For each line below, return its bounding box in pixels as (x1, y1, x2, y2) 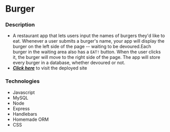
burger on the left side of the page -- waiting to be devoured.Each (12, 44, 151, 50)
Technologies (5, 78, 40, 85)
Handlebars (12, 111, 37, 117)
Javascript (12, 89, 35, 95)
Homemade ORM (12, 116, 49, 122)
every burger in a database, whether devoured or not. (12, 59, 126, 66)
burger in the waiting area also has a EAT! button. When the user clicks (12, 49, 161, 55)
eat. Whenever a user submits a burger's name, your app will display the (12, 38, 164, 44)
